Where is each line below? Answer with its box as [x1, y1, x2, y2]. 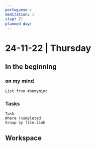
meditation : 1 [5, 12, 35, 17]
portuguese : [5, 7, 32, 12]
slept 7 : [5, 16, 23, 21]
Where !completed [5, 116, 41, 121]
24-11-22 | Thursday [5, 43, 91, 54]
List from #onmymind [5, 89, 48, 94]
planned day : [5, 21, 32, 26]
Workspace [5, 134, 42, 142]
